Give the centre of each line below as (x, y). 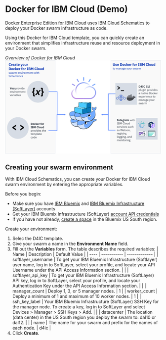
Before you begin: (23, 194)
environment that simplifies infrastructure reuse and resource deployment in (83, 43)
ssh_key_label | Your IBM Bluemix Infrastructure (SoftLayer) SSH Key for (85, 302)
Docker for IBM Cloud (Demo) (66, 9)
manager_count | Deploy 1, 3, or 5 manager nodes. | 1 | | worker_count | (85, 291)
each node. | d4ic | (31, 328)
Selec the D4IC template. (38, 239)
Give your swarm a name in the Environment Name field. (70, 244)
